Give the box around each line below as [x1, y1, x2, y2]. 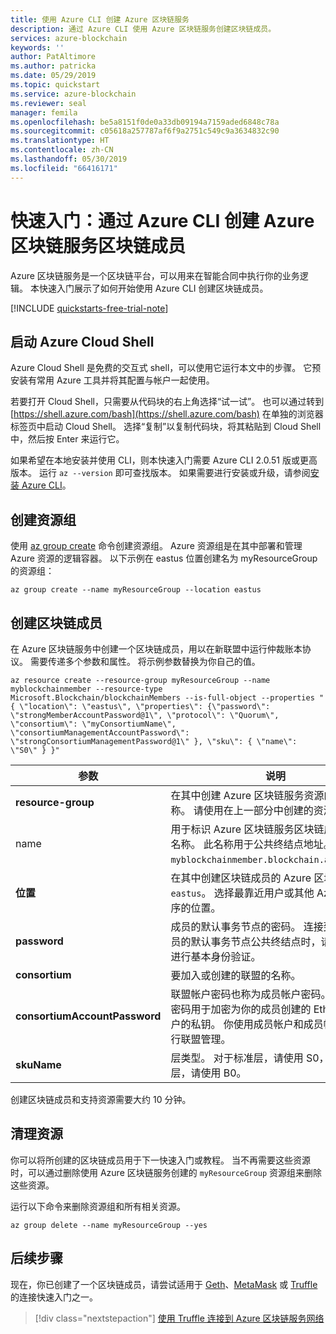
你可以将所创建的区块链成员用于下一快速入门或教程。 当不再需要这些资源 [10, 1154, 311, 1166]
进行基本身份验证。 [170, 950, 262, 963]
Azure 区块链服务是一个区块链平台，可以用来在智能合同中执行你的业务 [10, 269, 300, 281]
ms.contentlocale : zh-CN [10, 145, 114, 155]
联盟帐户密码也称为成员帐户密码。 [170, 987, 332, 1001]
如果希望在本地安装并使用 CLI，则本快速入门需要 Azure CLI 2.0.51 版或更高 [10, 454, 318, 466]
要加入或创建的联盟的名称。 [170, 969, 302, 982]
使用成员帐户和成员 [233, 1017, 324, 1031]
